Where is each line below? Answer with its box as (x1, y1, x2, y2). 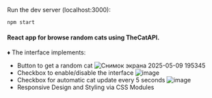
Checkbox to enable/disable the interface (16, 69, 134, 77)
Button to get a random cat (16, 61, 93, 70)
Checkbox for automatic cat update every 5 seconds (16, 76, 165, 84)
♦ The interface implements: (7, 48, 86, 56)
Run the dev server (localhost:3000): (7, 6, 111, 14)
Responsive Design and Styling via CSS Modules (16, 83, 155, 91)
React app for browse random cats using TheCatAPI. (7, 33, 160, 42)
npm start (7, 19, 36, 26)
